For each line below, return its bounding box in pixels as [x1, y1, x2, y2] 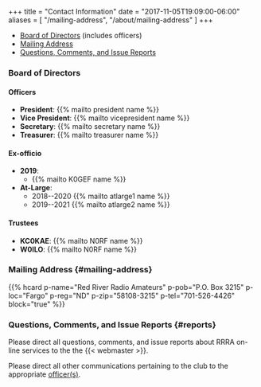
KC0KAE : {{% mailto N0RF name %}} [19, 236, 143, 245]
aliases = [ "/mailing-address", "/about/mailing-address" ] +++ [8, 15, 213, 25]
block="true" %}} [8, 299, 66, 309]
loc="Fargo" [8, 291, 49, 300]
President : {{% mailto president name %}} [19, 105, 159, 115]
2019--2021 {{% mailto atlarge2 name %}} [31, 200, 170, 209]
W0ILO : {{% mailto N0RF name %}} [19, 244, 138, 254]
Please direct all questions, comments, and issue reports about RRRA [8, 338, 235, 347]
